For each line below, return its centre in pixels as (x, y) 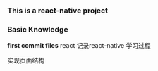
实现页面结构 (26, 60)
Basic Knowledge (38, 29)
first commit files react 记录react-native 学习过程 (79, 46)
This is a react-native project (57, 11)
